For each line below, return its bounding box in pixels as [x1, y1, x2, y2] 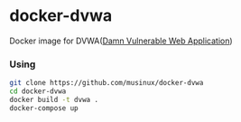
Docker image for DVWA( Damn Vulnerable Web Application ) [9, 35, 233, 46]
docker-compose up [9, 103, 79, 113]
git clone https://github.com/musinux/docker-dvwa [9, 79, 204, 88]
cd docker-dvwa [9, 87, 67, 96]
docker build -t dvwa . [9, 95, 99, 104]
